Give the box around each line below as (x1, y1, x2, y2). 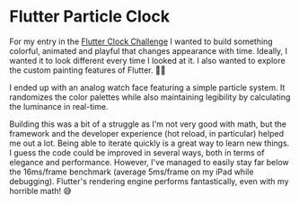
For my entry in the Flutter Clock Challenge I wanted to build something (9, 36, 273, 47)
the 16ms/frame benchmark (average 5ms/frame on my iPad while (9, 166, 254, 177)
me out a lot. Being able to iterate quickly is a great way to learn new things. (9, 137, 290, 148)
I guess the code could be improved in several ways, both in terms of (9, 146, 265, 158)
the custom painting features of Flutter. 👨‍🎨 (9, 65, 166, 75)
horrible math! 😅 (9, 185, 72, 196)
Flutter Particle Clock (9, 6, 171, 27)
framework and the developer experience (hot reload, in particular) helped (9, 128, 285, 138)
